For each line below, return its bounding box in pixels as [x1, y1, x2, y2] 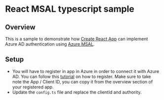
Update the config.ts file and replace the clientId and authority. [12, 89, 142, 95]
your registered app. [12, 84, 54, 90]
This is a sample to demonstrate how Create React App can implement [5, 36, 148, 42]
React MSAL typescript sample [5, 3, 134, 15]
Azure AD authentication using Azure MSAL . [5, 41, 95, 47]
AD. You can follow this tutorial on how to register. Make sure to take [12, 74, 151, 79]
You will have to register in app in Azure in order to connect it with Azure [12, 68, 159, 74]
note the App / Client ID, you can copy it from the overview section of [12, 78, 153, 84]
